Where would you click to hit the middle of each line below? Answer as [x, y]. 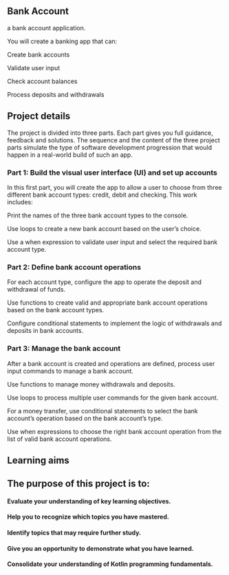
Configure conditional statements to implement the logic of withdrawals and [115, 323]
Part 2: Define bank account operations [74, 267]
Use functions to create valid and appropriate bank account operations [107, 303]
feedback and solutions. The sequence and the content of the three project [113, 140]
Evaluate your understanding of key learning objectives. [89, 501]
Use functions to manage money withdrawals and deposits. [91, 384]
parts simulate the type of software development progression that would [109, 147]
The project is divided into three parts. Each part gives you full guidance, [110, 133]
